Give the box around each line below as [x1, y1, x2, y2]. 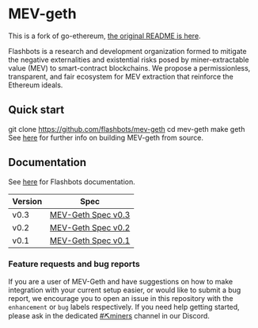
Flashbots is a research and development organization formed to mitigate [8, 46, 247, 56]
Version [12, 195, 43, 206]
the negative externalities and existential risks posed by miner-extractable [8, 55, 249, 64]
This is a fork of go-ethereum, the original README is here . [8, 31, 201, 41]
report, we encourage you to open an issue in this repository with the [8, 293, 233, 303]
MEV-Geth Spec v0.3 [50, 209, 131, 220]
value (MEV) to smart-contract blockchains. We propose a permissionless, [8, 63, 251, 72]
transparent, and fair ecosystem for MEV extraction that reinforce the [8, 71, 233, 81]
